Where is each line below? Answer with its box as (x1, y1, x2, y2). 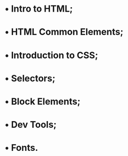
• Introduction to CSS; (5, 49, 98, 61)
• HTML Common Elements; (5, 26, 123, 38)
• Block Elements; (5, 96, 80, 107)
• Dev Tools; (5, 119, 57, 131)
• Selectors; (5, 72, 56, 84)
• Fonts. (5, 142, 38, 153)
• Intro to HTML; (5, 3, 73, 15)
